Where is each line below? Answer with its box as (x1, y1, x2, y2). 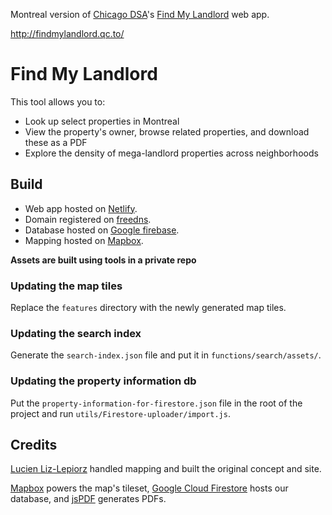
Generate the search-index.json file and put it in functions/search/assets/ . (10, 349, 322, 361)
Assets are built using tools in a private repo (10, 254, 197, 266)
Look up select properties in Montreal (24, 115, 180, 127)
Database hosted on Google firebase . (24, 224, 180, 236)
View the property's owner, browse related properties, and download (24, 125, 310, 138)
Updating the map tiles (10, 279, 123, 293)
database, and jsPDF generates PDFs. (10, 493, 167, 505)
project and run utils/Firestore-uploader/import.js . (10, 407, 231, 419)
